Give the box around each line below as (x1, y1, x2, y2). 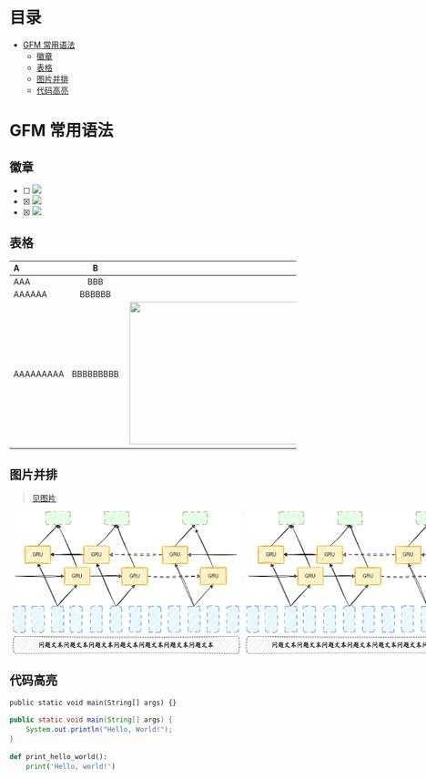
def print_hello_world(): (9, 752, 107, 761)
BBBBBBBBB (71, 369, 120, 379)
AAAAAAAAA (13, 369, 65, 379)
